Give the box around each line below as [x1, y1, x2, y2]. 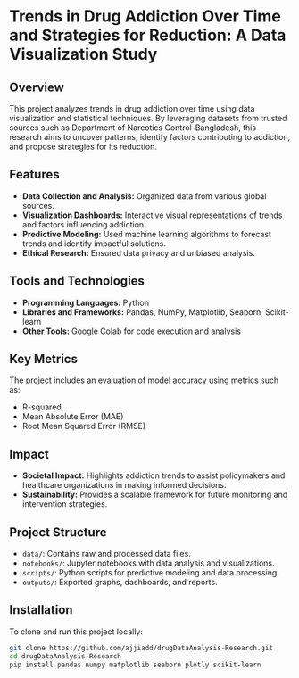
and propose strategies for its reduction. [9, 141, 158, 152]
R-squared [21, 401, 62, 412]
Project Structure [9, 525, 107, 540]
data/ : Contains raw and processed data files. [21, 549, 192, 559]
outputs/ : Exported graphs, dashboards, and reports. [21, 577, 218, 588]
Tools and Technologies [9, 274, 145, 289]
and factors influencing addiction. [21, 219, 146, 229]
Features [9, 167, 60, 182]
